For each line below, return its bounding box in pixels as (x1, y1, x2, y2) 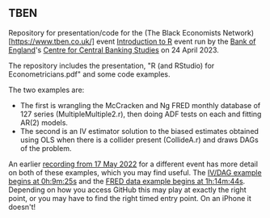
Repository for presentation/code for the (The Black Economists (8, 27, 221, 37)
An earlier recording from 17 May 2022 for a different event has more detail (8, 159, 259, 169)
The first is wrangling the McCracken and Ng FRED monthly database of (19, 100, 261, 110)
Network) (222, 27, 255, 37)
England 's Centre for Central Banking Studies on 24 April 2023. (8, 44, 220, 55)
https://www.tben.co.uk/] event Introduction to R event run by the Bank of (11, 36, 256, 46)
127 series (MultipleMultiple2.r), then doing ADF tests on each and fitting (19, 109, 262, 119)
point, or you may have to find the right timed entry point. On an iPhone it (8, 193, 252, 203)
